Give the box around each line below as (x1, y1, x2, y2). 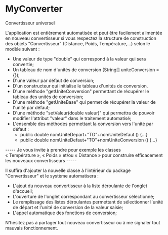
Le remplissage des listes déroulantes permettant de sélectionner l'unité (12, 199, 163, 205)
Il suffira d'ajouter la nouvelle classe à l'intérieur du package (5, 167, 131, 173)
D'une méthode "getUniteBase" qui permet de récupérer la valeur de (12, 99, 156, 105)
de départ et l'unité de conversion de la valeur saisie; (12, 204, 123, 210)
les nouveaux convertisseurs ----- (5, 157, 77, 163)
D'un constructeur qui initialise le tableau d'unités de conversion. (12, 82, 148, 89)
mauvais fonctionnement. (5, 225, 58, 231)
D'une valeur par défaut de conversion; (12, 77, 95, 83)
